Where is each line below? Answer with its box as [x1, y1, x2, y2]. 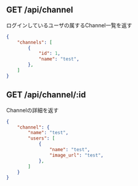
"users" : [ [28, 135, 55, 141]
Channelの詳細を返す [6, 106, 59, 114]
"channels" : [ [17, 39, 52, 45]
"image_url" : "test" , [49, 152, 104, 158]
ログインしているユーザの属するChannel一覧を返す [6, 21, 133, 29]
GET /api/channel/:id [6, 90, 86, 100]
